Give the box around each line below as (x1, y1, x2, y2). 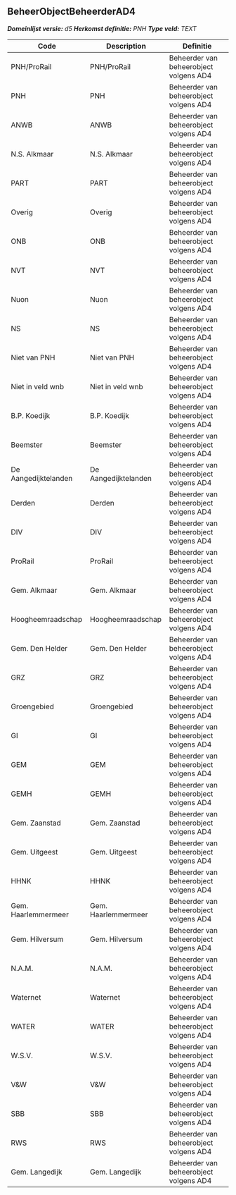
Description (106, 41, 146, 51)
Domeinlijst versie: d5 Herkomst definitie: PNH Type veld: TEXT (7, 24, 197, 32)
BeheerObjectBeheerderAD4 (7, 6, 136, 18)
